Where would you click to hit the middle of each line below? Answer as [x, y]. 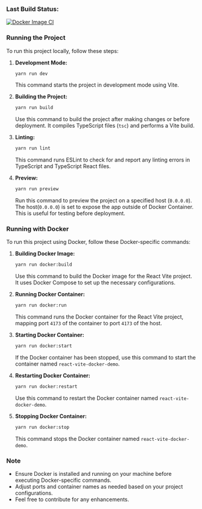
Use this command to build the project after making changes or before [102, 119]
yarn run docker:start [43, 346]
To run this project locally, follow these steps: [62, 51]
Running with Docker [38, 229]
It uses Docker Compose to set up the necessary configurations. [95, 283]
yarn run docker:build [43, 265]
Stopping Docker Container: [51, 416]
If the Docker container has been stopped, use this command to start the [105, 358]
